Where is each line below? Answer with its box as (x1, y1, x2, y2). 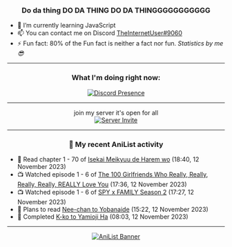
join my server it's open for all (73, 108, 159, 117)
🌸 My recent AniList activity (68, 139, 164, 149)
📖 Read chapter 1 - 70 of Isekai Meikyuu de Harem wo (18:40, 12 (17, 155, 200, 164)
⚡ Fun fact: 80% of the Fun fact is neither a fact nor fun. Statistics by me (17, 39, 224, 48)
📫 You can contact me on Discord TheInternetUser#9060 (17, 29, 183, 37)
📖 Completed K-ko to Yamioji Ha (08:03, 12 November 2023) (17, 213, 188, 221)
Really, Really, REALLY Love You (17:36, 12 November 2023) (17, 180, 188, 188)
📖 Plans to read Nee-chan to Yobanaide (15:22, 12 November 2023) (17, 205, 209, 213)
